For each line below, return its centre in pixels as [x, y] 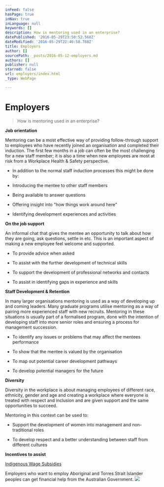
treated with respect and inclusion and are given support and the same [77, 400]
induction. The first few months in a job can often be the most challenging [80, 150]
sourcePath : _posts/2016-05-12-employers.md [51, 56]
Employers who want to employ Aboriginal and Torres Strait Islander [74, 473]
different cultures [30, 445]
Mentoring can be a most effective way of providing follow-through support [82, 140]
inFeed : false [20, 10]
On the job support [25, 224]
